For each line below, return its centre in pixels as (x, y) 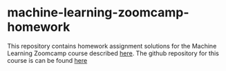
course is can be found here (47, 60)
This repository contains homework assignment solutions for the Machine (112, 46)
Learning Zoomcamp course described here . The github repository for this (113, 53)
